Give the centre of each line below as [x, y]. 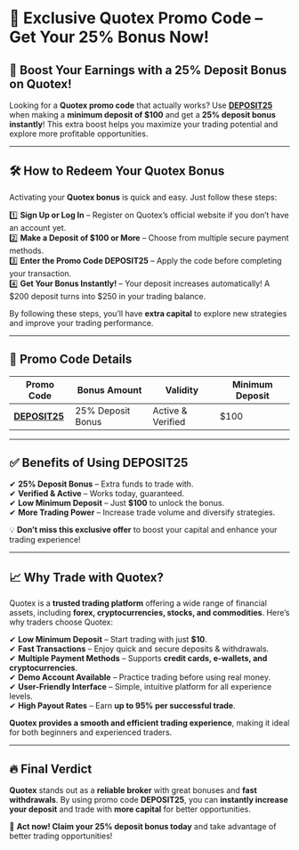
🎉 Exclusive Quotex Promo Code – [136, 18]
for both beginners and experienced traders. [91, 732]
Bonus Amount [109, 389]
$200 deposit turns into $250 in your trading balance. [108, 296]
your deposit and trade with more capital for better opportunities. [130, 809]
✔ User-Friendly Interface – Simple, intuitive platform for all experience [141, 687]
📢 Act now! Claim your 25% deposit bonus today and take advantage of [143, 827]
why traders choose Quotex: [61, 622]
